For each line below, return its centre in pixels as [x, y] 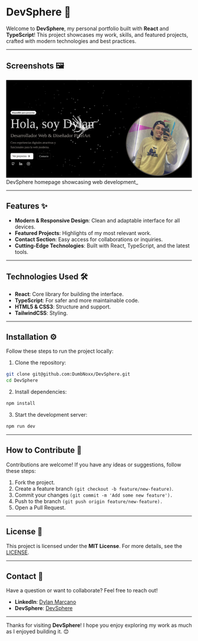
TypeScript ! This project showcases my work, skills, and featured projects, [97, 34]
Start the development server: [51, 415]
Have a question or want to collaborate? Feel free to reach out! [82, 591]
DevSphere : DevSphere [44, 608]
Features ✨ [27, 206]
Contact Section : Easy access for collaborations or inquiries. [89, 239]
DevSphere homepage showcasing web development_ [72, 182]
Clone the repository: [40, 363]
